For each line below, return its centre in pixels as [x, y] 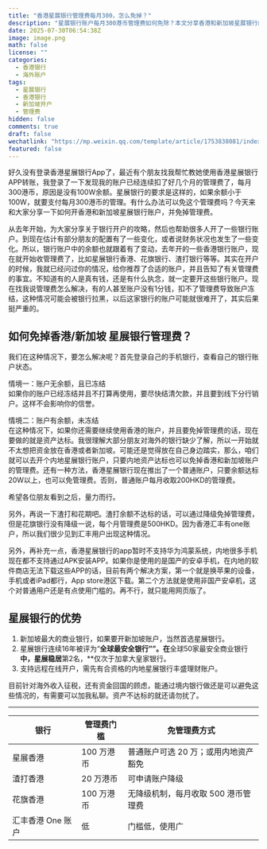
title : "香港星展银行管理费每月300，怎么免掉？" [80, 16]
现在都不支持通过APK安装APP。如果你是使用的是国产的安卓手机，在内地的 [130, 561]
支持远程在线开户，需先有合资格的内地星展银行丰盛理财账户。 [121, 668]
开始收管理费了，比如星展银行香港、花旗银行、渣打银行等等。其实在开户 [140, 259]
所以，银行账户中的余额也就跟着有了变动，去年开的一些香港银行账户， [137, 249]
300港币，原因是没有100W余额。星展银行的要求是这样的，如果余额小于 [125, 193]
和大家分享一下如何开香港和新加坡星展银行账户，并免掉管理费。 [112, 212]
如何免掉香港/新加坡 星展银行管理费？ [101, 336]
